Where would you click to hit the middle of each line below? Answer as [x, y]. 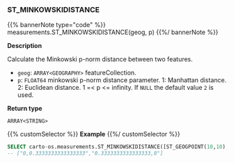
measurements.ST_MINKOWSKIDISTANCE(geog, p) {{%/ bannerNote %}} [113, 32]
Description [25, 46]
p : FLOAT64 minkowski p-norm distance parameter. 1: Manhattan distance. [122, 80]
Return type [25, 109]
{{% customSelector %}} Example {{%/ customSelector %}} [94, 134]
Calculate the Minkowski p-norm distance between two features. [100, 59]
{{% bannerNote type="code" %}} [56, 25]
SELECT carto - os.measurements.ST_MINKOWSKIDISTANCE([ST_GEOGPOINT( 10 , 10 [115, 147]
